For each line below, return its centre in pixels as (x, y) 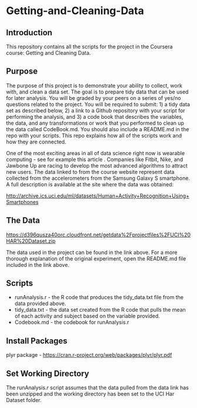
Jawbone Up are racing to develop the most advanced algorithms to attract (97, 165)
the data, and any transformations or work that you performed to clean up (95, 123)
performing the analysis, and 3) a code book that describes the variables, (95, 116)
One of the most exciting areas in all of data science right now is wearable (96, 153)
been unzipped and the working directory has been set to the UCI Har (90, 394)
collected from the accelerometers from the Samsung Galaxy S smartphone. (98, 178)
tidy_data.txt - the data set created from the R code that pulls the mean (100, 310)
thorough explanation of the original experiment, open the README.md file (96, 258)
